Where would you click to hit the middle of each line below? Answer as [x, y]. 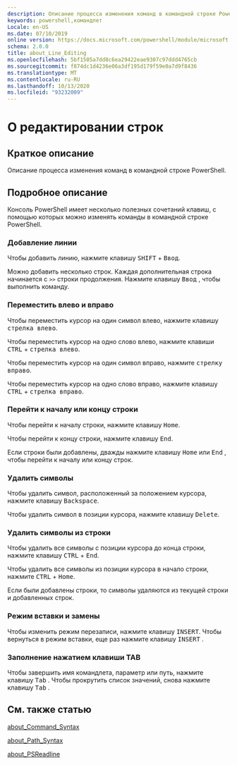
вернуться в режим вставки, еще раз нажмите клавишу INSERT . [106, 639]
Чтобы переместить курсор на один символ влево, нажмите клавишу [113, 320]
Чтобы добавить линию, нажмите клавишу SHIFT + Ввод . [94, 258]
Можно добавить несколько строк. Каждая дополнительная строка [110, 271]
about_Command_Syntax [43, 726]
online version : [31, 40]
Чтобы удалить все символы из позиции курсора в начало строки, [108, 569]
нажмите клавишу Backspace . [53, 501]
